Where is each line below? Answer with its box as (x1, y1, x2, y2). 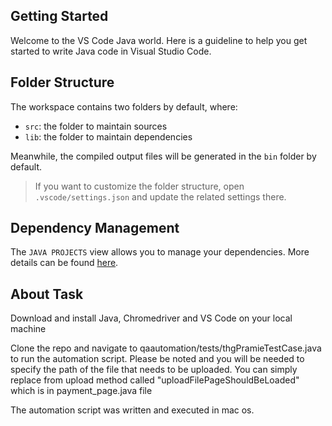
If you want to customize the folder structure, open (34, 180, 245, 192)
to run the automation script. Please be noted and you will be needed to (10, 353, 305, 365)
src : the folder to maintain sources (24, 120, 168, 132)
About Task (10, 285, 84, 303)
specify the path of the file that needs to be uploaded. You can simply (10, 364, 298, 376)
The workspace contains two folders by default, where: (10, 100, 238, 113)
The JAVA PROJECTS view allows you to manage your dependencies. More (10, 246, 310, 258)
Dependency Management (10, 220, 180, 237)
